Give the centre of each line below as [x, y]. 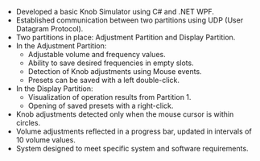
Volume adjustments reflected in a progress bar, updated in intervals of [134, 131]
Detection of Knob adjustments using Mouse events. [115, 71]
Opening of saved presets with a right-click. [101, 105]
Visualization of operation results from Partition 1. [109, 97]
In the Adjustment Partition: [61, 46]
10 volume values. [46, 140]
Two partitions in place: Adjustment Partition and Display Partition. [126, 37]
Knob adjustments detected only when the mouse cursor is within [125, 114]
